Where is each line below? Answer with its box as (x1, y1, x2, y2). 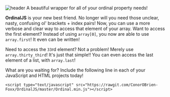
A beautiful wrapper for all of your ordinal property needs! (26, 5, 148, 11)
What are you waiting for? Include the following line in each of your (5, 67, 146, 73)
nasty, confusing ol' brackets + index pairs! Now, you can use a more (5, 20, 150, 26)
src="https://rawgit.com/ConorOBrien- (75, 82, 158, 87)
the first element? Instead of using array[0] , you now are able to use (5, 31, 149, 37)
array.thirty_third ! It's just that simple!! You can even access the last (5, 52, 154, 58)
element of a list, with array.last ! (5, 57, 76, 63)
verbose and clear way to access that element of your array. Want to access (5, 26, 165, 32)
